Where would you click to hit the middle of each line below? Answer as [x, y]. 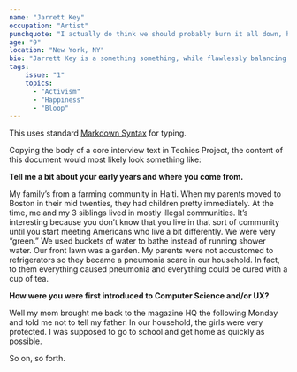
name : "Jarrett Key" [47, 17]
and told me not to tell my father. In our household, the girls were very [136, 322]
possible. [26, 341]
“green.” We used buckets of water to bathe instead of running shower [138, 241]
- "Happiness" [59, 100]
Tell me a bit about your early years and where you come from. [126, 177]
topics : [39, 83]
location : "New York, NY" [57, 50]
